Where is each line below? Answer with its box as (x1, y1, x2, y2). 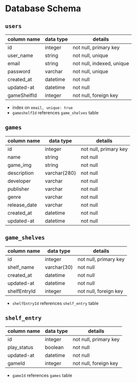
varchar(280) (45, 169, 76, 176)
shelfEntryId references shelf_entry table (12, 300, 99, 306)
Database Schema (5, 3, 82, 14)
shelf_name (7, 264, 34, 271)
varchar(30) (45, 264, 73, 271)
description (7, 169, 34, 176)
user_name (7, 52, 33, 59)
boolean (45, 344, 64, 351)
